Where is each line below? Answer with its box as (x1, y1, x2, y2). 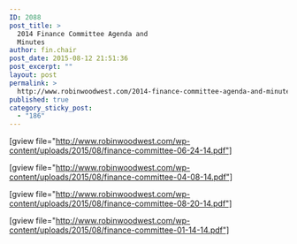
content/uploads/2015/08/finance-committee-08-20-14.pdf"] (9, 198, 232, 209)
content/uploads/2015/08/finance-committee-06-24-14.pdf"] (9, 145, 232, 156)
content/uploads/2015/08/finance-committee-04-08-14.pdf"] (9, 172, 232, 182)
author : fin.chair (9, 46, 77, 55)
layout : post (9, 71, 57, 80)
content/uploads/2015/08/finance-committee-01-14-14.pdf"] (9, 225, 230, 235)
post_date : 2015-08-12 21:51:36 (9, 54, 128, 63)
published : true (9, 95, 69, 104)
